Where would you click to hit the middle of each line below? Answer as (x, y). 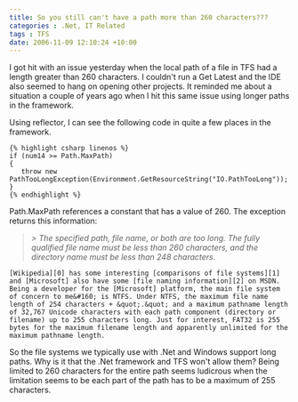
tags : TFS (29, 34)
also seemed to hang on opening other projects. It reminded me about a (141, 86)
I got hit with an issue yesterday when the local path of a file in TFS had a (143, 68)
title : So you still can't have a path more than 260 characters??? (139, 17)
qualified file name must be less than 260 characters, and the (145, 248)
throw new (39, 172)
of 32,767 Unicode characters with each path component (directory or (143, 312)
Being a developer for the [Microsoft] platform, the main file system (145, 289)
